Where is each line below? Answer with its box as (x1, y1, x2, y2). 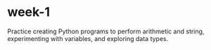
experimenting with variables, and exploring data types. (7, 34, 169, 42)
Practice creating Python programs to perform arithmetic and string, (7, 27, 205, 35)
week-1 (7, 4, 51, 20)
